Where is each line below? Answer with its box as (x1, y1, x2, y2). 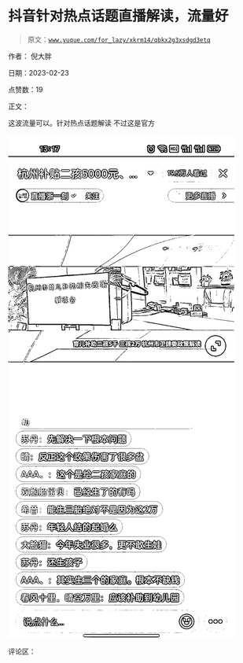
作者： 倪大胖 (8, 51, 52, 61)
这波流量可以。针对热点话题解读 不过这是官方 (8, 118, 155, 127)
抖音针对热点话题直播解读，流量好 (8, 7, 230, 25)
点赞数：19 (8, 84, 43, 94)
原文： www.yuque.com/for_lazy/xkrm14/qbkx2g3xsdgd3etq (27, 35, 211, 44)
